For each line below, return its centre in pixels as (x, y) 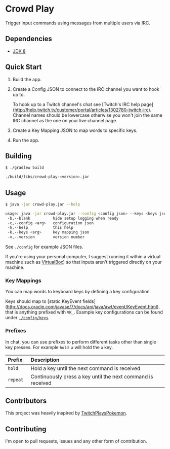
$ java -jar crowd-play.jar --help (43, 204)
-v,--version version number (46, 237)
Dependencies (29, 39)
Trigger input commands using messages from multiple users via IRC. (78, 23)
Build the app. (27, 79)
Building (18, 156)
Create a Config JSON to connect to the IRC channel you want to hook (86, 89)
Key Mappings (23, 281)
